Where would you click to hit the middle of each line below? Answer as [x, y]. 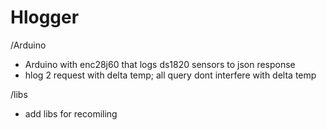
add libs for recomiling [71, 113]
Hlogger [45, 17]
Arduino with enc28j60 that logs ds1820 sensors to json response [160, 64]
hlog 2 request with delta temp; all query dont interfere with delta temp [170, 75]
